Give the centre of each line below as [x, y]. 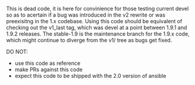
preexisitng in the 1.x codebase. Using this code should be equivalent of [94, 21]
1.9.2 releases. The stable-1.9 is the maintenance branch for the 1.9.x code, [98, 34]
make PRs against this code [49, 70]
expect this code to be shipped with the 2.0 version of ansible [90, 76]
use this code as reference [48, 63]
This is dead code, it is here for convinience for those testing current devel [97, 9]
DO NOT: [17, 52]
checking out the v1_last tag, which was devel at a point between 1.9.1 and [97, 27]
